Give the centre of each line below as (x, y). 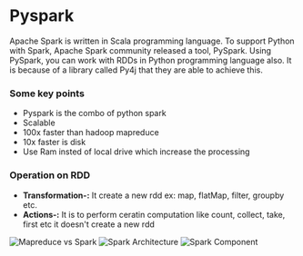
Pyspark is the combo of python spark (94, 113)
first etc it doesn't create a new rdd (88, 224)
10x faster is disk (54, 143)
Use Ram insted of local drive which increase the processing (136, 152)
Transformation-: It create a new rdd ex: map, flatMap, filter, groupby (153, 195)
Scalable (39, 123)
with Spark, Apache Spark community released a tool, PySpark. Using (140, 50)
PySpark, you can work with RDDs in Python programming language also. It (151, 60)
